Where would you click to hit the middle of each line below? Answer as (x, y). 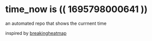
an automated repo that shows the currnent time (56, 23)
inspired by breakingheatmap (36, 33)
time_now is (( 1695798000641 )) (77, 9)
